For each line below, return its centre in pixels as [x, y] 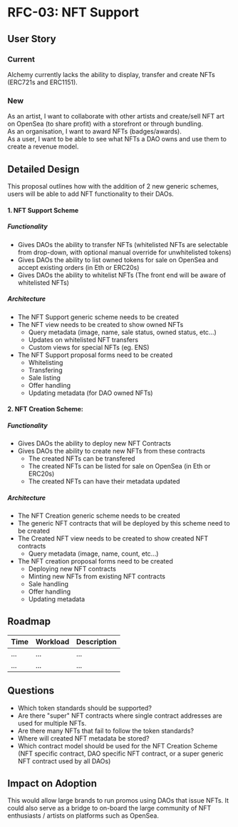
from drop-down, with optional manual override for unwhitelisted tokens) [124, 252]
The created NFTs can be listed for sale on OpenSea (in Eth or [119, 466]
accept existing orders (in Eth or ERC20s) [78, 267]
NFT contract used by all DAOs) [64, 761]
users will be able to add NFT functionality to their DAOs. [91, 194]
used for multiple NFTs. [52, 723]
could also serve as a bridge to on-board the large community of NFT [109, 808]
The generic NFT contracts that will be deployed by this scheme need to [124, 523]
